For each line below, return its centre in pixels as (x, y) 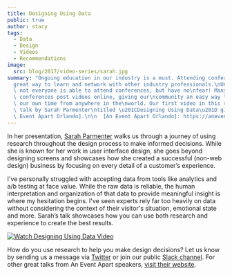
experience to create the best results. (60, 222)
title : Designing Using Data (49, 13)
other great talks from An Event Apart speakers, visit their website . (102, 264)
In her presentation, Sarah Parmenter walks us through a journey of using (112, 136)
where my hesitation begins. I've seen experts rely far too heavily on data (112, 200)
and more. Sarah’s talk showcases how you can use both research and (108, 216)
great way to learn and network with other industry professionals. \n (117, 84)
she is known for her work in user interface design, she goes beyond (105, 151)
